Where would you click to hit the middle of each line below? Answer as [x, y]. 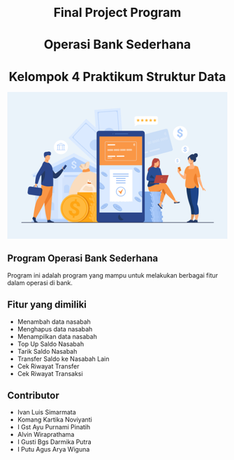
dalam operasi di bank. [40, 282]
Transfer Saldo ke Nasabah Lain [63, 359]
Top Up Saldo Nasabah [51, 344]
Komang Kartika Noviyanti [55, 419]
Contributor [33, 395]
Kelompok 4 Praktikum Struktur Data [117, 77]
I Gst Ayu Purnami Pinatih [54, 427]
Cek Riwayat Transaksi [50, 373]
